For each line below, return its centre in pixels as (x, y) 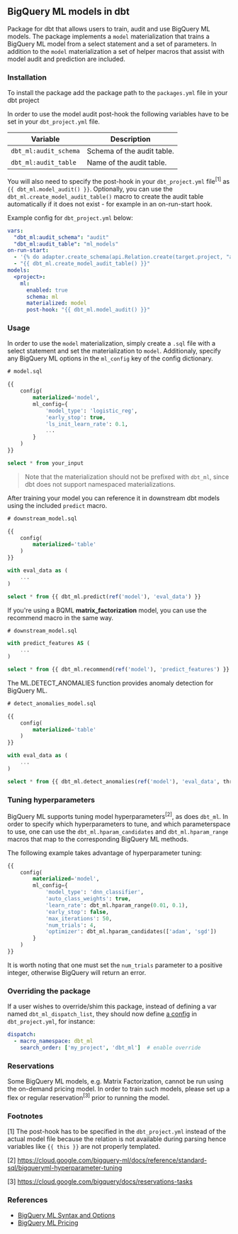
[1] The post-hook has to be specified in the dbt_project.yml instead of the (117, 1132)
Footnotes (25, 1115)
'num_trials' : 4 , (71, 925)
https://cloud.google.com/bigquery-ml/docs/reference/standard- (112, 1160)
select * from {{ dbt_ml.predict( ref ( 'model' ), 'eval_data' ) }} (104, 596)
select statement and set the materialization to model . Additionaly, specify (114, 351)
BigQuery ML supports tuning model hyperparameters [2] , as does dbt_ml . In (118, 815)
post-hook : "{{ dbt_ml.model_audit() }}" (88, 310)
